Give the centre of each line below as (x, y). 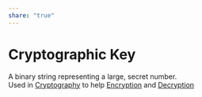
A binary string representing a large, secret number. (93, 76)
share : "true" (32, 15)
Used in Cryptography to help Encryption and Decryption (101, 84)
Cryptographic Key (72, 54)
